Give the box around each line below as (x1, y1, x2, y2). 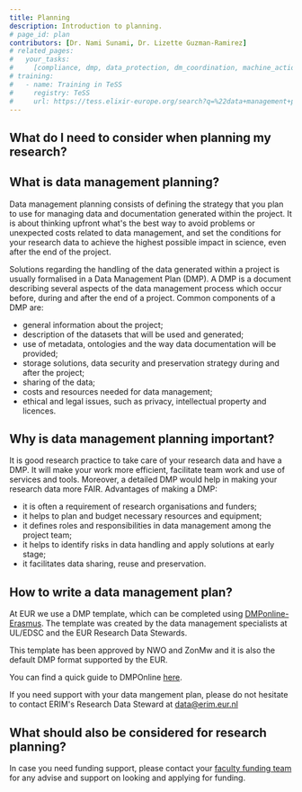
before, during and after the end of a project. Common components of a (9, 292, 276, 303)
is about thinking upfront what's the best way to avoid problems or (9, 218, 255, 228)
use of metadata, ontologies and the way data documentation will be (22, 338, 277, 349)
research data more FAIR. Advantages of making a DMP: (9, 484, 218, 494)
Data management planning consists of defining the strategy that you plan (9, 199, 284, 209)
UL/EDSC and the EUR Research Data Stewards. (9, 627, 188, 638)
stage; (22, 549, 47, 560)
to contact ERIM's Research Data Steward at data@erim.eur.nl (9, 699, 238, 710)
